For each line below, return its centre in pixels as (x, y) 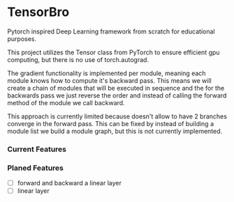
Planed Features (36, 168)
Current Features (37, 149)
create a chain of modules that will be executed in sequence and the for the (116, 88)
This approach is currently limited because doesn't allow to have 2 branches (117, 116)
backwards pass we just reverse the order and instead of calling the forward (117, 95)
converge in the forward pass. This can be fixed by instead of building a (111, 123)
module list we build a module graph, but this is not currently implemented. (115, 131)
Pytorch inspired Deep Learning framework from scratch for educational (111, 31)
